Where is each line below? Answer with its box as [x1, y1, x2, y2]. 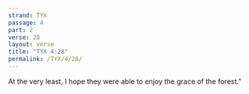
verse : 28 [8, 33, 41, 42]
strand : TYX [8, 11, 47, 20]
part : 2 [8, 26, 34, 34]
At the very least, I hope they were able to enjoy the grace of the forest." [8, 76, 242, 86]
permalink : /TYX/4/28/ [8, 56, 82, 63]
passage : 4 [8, 19, 44, 27]
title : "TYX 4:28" [8, 48, 68, 56]
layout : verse [8, 41, 55, 49]
